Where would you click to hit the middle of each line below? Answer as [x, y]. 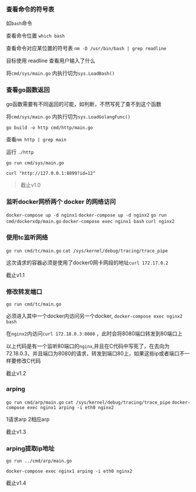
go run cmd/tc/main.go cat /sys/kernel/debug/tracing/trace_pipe [87, 251]
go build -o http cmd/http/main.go [50, 128]
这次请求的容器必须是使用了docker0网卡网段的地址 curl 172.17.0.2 [87, 262]
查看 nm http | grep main [36, 139]
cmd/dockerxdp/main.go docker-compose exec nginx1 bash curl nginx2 [90, 221]
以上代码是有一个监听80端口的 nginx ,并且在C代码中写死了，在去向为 [88, 346]
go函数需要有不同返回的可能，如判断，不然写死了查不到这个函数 [84, 104]
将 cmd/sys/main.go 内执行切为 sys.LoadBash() [60, 73]
